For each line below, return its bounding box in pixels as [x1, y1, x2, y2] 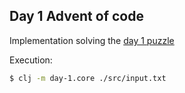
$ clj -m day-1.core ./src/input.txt [9, 73, 167, 83]
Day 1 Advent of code [9, 8, 144, 25]
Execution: [9, 54, 53, 66]
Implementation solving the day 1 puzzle [9, 34, 175, 46]
